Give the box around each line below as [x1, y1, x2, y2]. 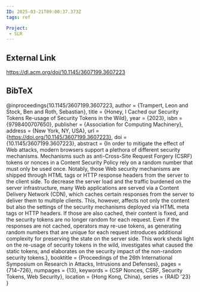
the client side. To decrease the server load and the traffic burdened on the [6, 177, 191, 185]
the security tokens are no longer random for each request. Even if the [6, 216, 180, 223]
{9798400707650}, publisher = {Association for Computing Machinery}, [6, 121, 183, 128]
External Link [6, 53, 56, 63]
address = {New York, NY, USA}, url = [6, 127, 100, 134]
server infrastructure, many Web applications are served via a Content [6, 184, 179, 191]
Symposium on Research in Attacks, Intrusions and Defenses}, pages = [6, 260, 181, 268]
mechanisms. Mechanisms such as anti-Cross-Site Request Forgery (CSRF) [6, 152, 193, 159]
